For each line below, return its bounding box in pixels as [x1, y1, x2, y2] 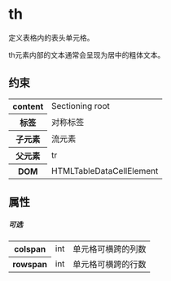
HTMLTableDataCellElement [51, 165, 159, 176]
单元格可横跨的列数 [72, 244, 147, 255]
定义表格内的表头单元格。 [8, 32, 94, 42]
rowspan [12, 259, 47, 270]
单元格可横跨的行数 [72, 259, 147, 270]
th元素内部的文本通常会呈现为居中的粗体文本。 [8, 50, 165, 59]
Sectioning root [51, 101, 110, 111]
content [12, 101, 44, 112]
